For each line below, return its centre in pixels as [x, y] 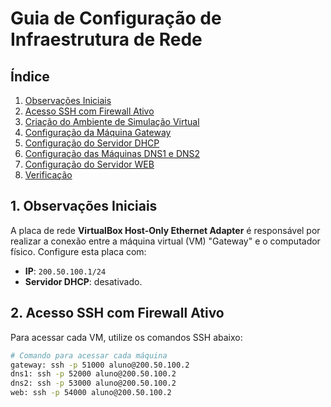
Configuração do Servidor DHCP [92, 143]
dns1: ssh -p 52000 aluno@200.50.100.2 [93, 374]
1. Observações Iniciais [84, 206]
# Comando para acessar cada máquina [89, 355]
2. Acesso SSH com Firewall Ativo [117, 313]
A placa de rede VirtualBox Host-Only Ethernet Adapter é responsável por [165, 230]
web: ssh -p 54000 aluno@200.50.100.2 [91, 393]
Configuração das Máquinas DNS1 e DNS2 [112, 153]
